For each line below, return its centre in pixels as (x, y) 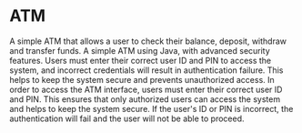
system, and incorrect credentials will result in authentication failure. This (146, 70)
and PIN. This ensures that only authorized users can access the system (145, 99)
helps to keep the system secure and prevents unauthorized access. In (142, 79)
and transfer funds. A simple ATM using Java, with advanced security (140, 50)
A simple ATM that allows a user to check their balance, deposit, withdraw (148, 41)
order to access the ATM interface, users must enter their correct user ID (146, 89)
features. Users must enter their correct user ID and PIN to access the (141, 60)
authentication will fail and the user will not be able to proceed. (127, 118)
